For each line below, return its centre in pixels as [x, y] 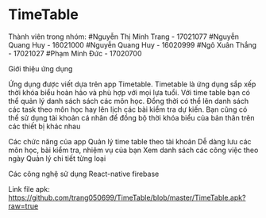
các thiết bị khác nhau [44, 126]
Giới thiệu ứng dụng [40, 68]
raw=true [23, 206]
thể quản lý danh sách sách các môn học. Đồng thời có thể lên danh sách [128, 101]
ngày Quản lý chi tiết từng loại [57, 158]
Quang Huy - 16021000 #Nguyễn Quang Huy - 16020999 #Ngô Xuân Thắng [132, 44]
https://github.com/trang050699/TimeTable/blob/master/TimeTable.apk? [127, 197]
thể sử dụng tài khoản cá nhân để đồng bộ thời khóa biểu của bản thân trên [131, 117]
